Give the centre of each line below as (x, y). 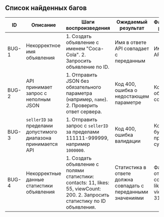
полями (75, 170)
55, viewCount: (83, 189)
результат (132, 28)
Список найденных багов (46, 8)
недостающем (132, 96)
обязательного (83, 87)
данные (35, 179)
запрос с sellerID (87, 125)
